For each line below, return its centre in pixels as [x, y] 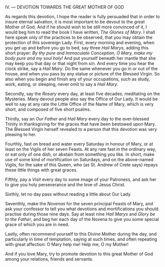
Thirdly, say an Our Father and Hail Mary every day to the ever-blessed [77, 119]
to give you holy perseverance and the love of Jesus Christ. [65, 185]
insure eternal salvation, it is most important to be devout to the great [75, 22]
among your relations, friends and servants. [49, 259]
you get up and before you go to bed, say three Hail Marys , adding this [77, 48]
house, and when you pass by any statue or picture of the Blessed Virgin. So [82, 74]
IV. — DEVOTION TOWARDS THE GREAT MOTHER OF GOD [65, 7]
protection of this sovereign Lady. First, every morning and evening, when [80, 43]
